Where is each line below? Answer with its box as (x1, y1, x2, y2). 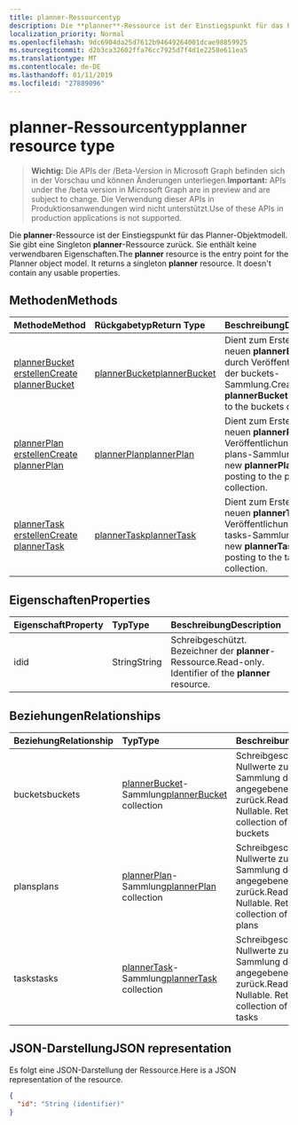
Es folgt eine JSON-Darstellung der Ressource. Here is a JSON (9, 1065, 237, 1075)
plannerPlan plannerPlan (94, 449, 195, 461)
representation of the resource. (9, 1074, 123, 1084)
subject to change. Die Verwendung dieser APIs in (30, 193, 215, 204)
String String (112, 656, 162, 668)
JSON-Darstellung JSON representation (9, 1041, 232, 1056)
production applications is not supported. (30, 212, 182, 223)
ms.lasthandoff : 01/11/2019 (9, 71, 114, 80)
